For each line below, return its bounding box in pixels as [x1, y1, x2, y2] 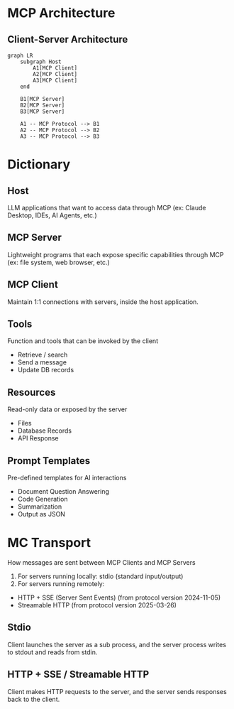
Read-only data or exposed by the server [7, 405, 128, 413]
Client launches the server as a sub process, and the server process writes [7, 640, 227, 649]
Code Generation [17, 495, 68, 504]
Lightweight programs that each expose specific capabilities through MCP [7, 250, 224, 259]
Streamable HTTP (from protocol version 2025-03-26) [17, 601, 177, 609]
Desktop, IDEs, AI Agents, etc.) [7, 211, 97, 220]
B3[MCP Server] [20, 108, 65, 115]
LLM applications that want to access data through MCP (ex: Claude [7, 204, 206, 212]
